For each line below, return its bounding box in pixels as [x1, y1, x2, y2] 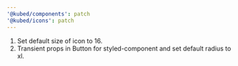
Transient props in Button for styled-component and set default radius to [16, 44, 232, 53]
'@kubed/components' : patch [6, 10, 91, 18]
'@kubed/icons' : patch [6, 17, 74, 24]
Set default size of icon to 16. [16, 36, 103, 45]
